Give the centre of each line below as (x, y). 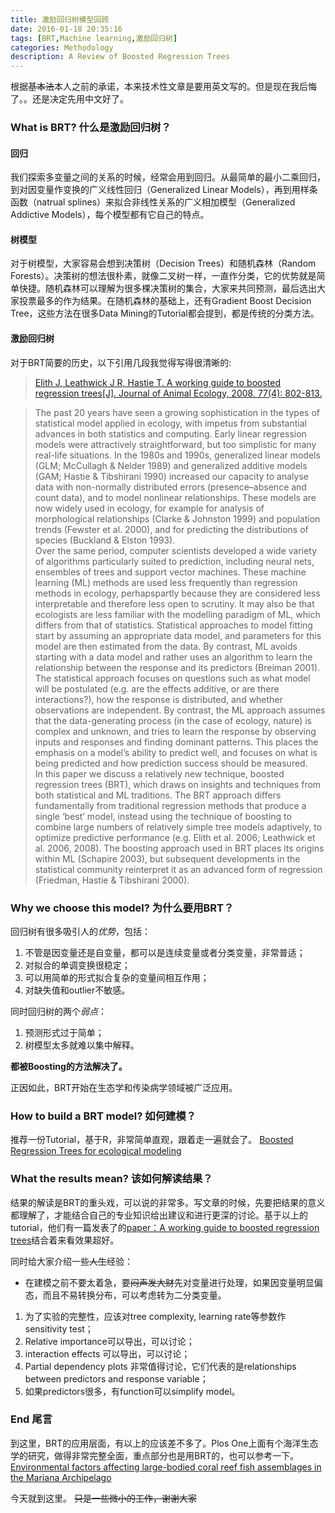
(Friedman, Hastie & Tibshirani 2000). (112, 880)
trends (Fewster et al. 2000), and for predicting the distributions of (171, 529)
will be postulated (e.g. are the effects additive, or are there (157, 688)
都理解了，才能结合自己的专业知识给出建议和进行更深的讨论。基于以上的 (159, 1215)
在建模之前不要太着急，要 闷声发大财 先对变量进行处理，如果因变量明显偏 (173, 1282)
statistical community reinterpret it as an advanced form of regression (178, 869)
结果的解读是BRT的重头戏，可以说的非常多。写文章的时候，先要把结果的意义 (168, 1202)
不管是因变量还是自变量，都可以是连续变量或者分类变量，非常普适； (165, 952)
